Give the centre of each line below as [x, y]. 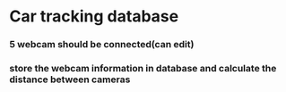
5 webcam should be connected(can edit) [102, 45]
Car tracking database [94, 17]
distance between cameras [70, 79]
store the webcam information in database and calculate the [143, 69]
